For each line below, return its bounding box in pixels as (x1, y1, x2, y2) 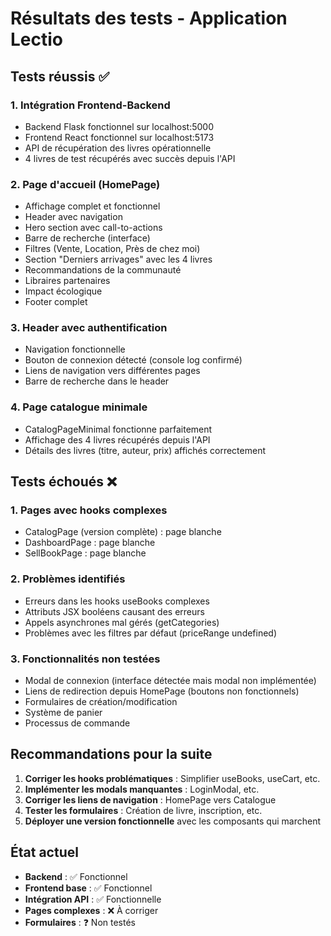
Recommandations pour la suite (10, 746, 213, 763)
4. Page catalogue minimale (10, 400, 148, 414)
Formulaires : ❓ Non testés (24, 916, 136, 928)
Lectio (10, 28, 63, 51)
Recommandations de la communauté (24, 264, 182, 276)
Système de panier (24, 707, 103, 719)
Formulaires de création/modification (24, 696, 178, 708)
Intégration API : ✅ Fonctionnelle (24, 893, 162, 905)
